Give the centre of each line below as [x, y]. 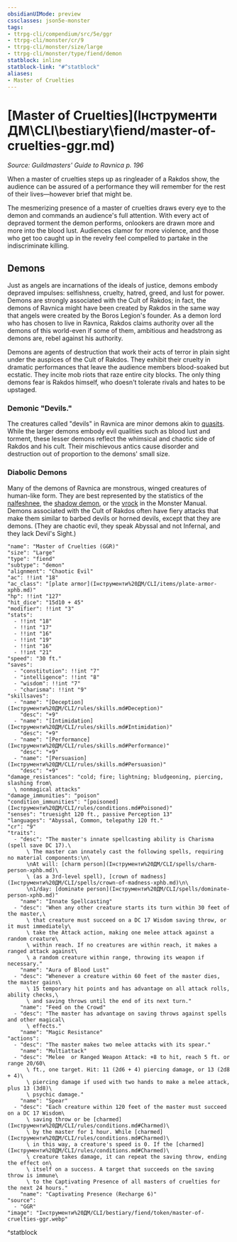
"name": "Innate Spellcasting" [66, 901]
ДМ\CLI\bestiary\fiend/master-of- [112, 131]
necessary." [25, 964]
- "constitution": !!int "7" [57, 671]
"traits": [22, 833]
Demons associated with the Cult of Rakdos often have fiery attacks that [113, 510]
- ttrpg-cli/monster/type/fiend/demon [65, 54]
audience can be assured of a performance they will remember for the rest [116, 186]
